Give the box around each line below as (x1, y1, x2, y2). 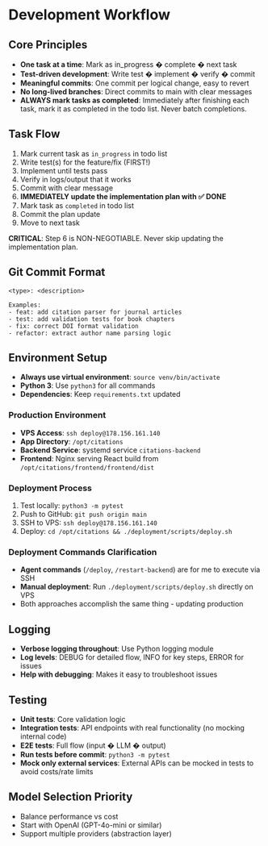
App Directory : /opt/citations (19, 436, 124, 446)
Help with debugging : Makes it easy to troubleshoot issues (19, 669, 218, 679)
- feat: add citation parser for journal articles (8, 308, 182, 316)
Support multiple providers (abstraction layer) (19, 828, 172, 838)
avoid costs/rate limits (19, 766, 94, 776)
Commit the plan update (19, 209, 101, 219)
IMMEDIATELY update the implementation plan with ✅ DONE (19, 191, 227, 201)
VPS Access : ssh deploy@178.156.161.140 (19, 427, 161, 437)
